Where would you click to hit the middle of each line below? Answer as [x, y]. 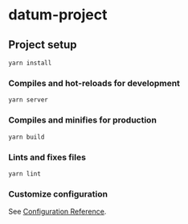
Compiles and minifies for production [82, 120]
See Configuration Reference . [57, 212]
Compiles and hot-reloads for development [94, 83]
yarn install [30, 63]
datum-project [58, 15]
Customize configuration [58, 193]
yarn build [27, 137]
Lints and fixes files [47, 157]
